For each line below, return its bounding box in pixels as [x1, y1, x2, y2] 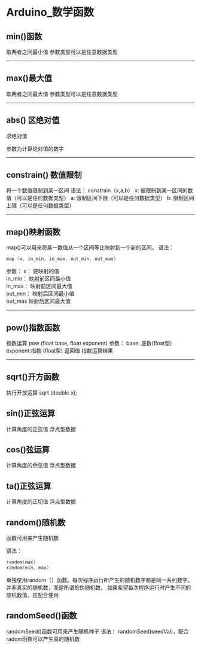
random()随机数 [6, 517, 66, 527]
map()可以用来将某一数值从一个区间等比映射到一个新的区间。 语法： [6, 244, 175, 251]
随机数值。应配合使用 [6, 591, 59, 598]
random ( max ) [6, 559, 36, 565]
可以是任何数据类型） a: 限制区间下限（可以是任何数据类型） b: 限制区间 [16, 195, 194, 202]
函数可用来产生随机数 [6, 534, 59, 541]
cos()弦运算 [6, 444, 50, 455]
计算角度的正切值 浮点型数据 [6, 498, 76, 505]
